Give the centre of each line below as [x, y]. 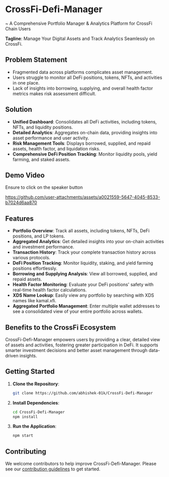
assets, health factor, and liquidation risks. [57, 148]
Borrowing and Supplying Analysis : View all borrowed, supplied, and [85, 274]
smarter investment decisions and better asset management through [76, 350]
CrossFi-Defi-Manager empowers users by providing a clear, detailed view [83, 340]
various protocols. [31, 258]
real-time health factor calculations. [49, 290]
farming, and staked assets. [41, 159]
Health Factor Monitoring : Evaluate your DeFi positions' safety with [83, 285]
